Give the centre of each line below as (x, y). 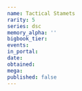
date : (15, 58)
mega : (15, 70)
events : (18, 45)
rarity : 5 (21, 20)
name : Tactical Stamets (41, 13)
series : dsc (24, 26)
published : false (32, 77)
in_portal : (23, 52)
